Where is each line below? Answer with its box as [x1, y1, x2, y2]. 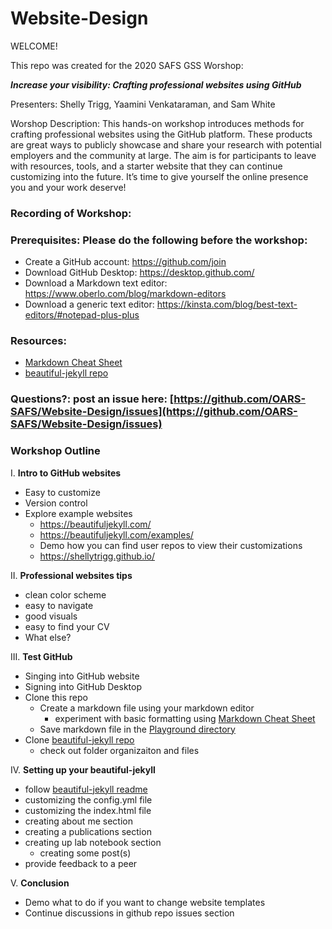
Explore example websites [24, 507, 133, 519]
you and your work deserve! [10, 181, 127, 193]
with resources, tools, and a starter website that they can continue [10, 160, 283, 172]
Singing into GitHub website [24, 670, 140, 682]
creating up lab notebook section [24, 836, 162, 848]
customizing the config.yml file [24, 793, 153, 806]
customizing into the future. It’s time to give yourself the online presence [10, 170, 309, 182]
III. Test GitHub [10, 650, 73, 662]
